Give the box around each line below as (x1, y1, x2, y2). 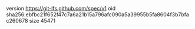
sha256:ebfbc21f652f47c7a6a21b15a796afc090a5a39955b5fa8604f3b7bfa (6, 11, 190, 18)
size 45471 (29, 17, 56, 24)
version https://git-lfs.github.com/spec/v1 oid (6, 5, 116, 12)
